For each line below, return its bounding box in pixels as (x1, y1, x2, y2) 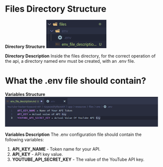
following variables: (5, 137, 44, 143)
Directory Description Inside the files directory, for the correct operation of (5, 53, 156, 59)
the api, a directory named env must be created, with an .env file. (5, 58, 135, 64)
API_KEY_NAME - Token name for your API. (12, 146, 101, 152)
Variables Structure (5, 91, 46, 97)
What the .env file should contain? (5, 75, 147, 86)
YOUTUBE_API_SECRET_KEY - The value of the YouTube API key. (12, 157, 145, 163)
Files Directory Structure (5, 3, 107, 15)
